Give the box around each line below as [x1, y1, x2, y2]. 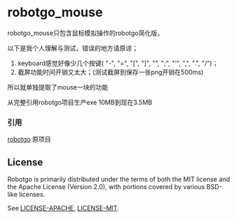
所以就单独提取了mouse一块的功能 [7, 82, 109, 91]
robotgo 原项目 [7, 135, 51, 144]
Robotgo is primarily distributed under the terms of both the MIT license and [7, 175, 230, 183]
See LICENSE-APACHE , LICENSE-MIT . [7, 204, 119, 213]
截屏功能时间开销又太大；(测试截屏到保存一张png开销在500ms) [17, 68, 204, 76]
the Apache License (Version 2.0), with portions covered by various [7, 183, 205, 191]
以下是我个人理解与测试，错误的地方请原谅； [7, 43, 139, 52]
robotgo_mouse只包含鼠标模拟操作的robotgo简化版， [7, 28, 163, 37]
